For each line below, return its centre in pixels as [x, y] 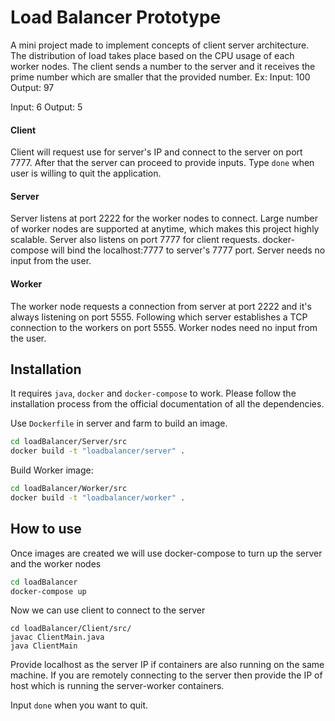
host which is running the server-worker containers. [117, 686]
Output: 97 [32, 87]
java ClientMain [44, 646]
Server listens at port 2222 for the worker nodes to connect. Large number [164, 218]
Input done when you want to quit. [79, 705]
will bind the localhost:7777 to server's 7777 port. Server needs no [188, 250]
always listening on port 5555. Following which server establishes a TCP [159, 317]
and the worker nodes [56, 563]
